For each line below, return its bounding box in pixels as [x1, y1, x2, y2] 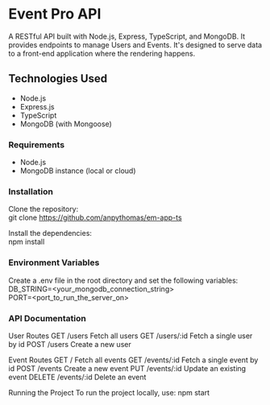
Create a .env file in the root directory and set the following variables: [8, 275, 239, 285]
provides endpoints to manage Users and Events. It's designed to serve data [8, 39, 263, 49]
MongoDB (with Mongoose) [19, 118, 113, 129]
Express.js [19, 101, 55, 111]
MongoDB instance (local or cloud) [19, 166, 136, 176]
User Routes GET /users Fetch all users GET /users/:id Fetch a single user [8, 331, 253, 341]
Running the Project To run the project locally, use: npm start [8, 387, 210, 397]
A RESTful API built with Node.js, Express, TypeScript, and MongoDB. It [8, 31, 246, 41]
